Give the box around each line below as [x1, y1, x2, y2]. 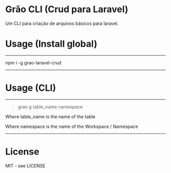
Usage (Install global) [5, 38, 98, 50]
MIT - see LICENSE [5, 162, 46, 168]
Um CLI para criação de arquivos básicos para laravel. [5, 20, 119, 26]
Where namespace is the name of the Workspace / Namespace [5, 123, 138, 129]
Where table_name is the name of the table [5, 113, 96, 120]
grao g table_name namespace [17, 103, 83, 110]
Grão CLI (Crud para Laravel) [5, 4, 129, 15]
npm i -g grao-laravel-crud [5, 59, 62, 65]
